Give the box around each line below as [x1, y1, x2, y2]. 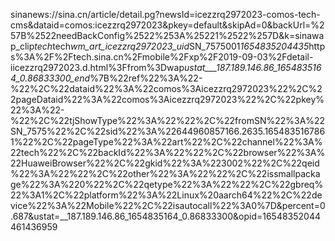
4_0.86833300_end [10, 72, 91, 84]
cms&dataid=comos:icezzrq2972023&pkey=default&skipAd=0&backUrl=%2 [10, 19, 325, 31]
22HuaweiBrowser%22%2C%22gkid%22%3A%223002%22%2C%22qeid [10, 157, 320, 169]
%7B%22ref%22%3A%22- [89, 72, 203, 84]
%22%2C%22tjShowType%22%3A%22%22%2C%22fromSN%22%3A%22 [10, 115, 326, 126]
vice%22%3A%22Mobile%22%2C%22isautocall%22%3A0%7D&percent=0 [10, 200, 326, 211]
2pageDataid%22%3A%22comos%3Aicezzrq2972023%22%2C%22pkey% [10, 94, 325, 105]
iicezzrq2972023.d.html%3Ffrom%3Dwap [10, 62, 185, 73]
